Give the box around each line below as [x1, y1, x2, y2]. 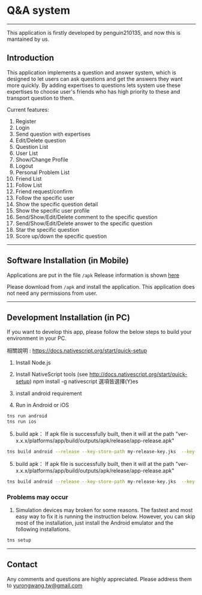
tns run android [7, 413, 47, 419]
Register [15, 118, 37, 125]
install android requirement [15, 390, 83, 397]
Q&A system [7, 4, 71, 17]
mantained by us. [7, 35, 50, 43]
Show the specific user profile [15, 207, 90, 214]
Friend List [15, 175, 42, 182]
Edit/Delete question [15, 136, 67, 144]
